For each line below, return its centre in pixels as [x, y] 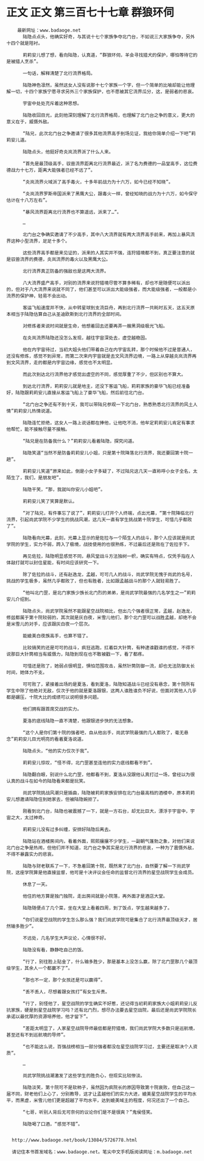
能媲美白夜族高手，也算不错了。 [57, 636]
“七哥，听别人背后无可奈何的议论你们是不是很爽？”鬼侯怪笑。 [89, 1112]
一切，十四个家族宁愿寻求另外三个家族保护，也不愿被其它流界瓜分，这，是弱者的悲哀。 [104, 91]
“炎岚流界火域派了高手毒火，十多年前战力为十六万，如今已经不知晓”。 [98, 182]
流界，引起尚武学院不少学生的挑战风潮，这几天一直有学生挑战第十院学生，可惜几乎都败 [99, 520]
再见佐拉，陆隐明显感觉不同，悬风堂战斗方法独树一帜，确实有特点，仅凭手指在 [106, 556]
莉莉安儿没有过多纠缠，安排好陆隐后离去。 [68, 829]
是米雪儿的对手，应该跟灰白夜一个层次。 [49, 624]
